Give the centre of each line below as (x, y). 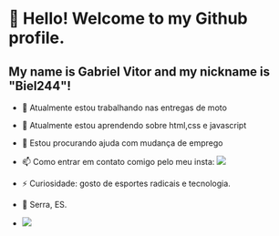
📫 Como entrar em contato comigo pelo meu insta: (118, 162)
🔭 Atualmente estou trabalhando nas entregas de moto (124, 108)
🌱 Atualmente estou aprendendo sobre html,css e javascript (134, 125)
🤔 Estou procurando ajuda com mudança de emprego (122, 143)
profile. (37, 38)
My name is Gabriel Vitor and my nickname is (139, 72)
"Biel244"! (40, 86)
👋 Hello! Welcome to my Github (128, 19)
